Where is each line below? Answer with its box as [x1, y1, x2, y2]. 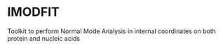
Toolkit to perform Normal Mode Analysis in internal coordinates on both [7, 27, 216, 35]
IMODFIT [7, 4, 60, 20]
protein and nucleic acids [7, 34, 81, 42]
